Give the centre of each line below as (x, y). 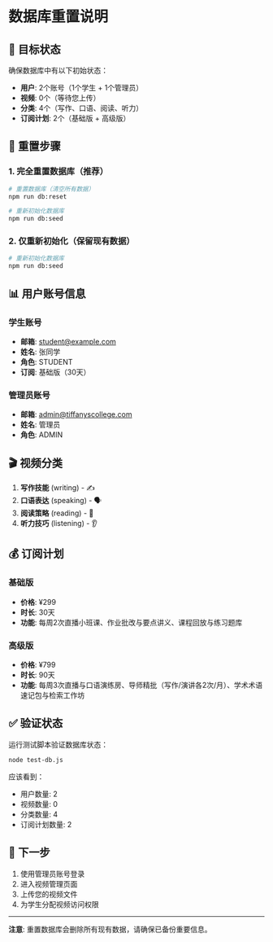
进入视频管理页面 (49, 883)
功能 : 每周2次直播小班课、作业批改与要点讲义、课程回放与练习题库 (131, 622)
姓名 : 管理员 (40, 425)
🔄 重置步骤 (35, 146)
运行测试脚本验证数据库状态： (58, 744)
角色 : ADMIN (41, 435)
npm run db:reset (38, 196)
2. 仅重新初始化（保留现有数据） (72, 241)
